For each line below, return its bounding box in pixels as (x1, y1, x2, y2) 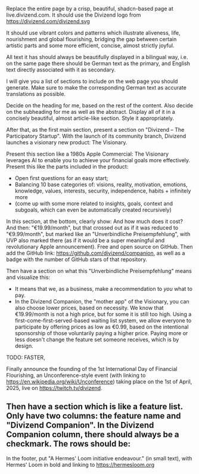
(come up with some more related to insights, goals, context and (14, 200, 173, 207)
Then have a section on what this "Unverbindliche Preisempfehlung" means (6, 268, 192, 274)
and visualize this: (6, 274, 51, 281)
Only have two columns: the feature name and (6, 411, 181, 421)
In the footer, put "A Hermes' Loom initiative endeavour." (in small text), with (6, 454, 192, 461)
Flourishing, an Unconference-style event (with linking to (6, 372, 146, 379)
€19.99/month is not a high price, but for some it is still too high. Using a (14, 311, 192, 318)
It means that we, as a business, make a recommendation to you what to (14, 286, 192, 292)
